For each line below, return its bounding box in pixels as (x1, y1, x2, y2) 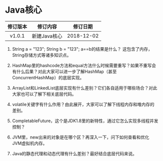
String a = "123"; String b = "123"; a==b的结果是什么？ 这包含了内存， (12, 46, 152, 52)
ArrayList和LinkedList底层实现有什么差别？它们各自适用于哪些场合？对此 (12, 85, 158, 90)
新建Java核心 (32, 33, 62, 39)
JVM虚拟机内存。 (12, 140, 48, 146)
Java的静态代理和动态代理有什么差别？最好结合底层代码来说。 (12, 150, 137, 156)
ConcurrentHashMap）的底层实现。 (12, 74, 84, 80)
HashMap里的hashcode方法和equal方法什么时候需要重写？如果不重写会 (12, 62, 157, 68)
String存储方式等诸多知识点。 (12, 52, 72, 58)
